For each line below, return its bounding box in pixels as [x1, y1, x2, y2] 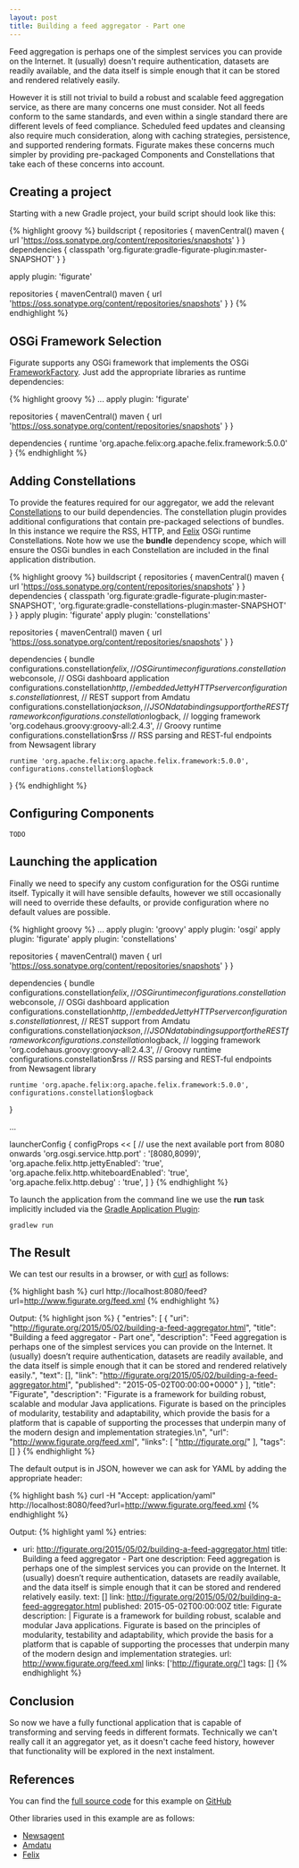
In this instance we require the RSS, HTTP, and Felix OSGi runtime [9, 525, 252, 536]
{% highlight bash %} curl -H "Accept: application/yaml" [9, 1490, 216, 1501]
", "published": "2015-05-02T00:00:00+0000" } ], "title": [67, 1379, 277, 1390]
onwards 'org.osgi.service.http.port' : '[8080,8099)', [9, 1147, 202, 1159]
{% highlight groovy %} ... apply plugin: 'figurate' [9, 394, 189, 405]
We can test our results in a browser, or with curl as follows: [9, 1268, 229, 1280]
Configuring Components [9, 806, 154, 822]
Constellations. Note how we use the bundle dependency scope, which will [9, 534, 287, 546]
